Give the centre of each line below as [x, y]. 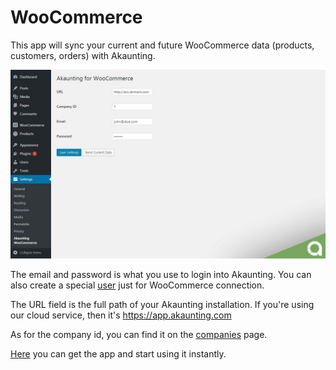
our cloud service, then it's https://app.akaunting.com [121, 315]
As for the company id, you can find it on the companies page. [139, 335]
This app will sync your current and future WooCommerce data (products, [162, 45]
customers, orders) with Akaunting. [83, 55]
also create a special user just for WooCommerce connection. [137, 285]
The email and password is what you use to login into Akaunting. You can [161, 275]
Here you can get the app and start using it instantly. [118, 354]
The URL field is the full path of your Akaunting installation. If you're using [162, 305]
